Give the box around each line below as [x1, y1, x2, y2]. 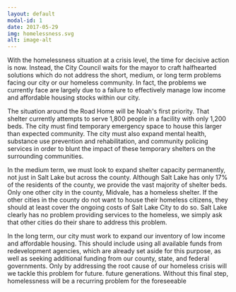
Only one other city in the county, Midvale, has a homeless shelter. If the [7, 188, 218, 197]
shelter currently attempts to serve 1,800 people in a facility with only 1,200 [7, 114, 226, 123]
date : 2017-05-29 [7, 23, 59, 30]
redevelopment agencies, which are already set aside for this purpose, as [7, 247, 221, 255]
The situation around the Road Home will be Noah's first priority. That [7, 107, 210, 116]
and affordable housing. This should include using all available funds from [7, 239, 223, 248]
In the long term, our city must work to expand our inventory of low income [7, 232, 225, 241]
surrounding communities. [7, 152, 84, 161]
